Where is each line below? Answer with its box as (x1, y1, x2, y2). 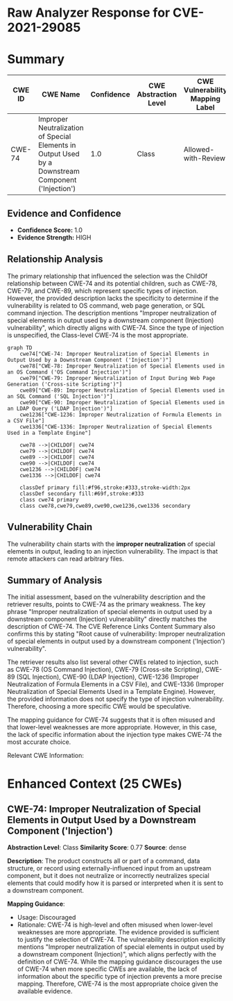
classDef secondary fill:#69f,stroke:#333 (19, 490, 144, 497)
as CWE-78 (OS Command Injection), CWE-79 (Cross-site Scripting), (7, 665, 204, 674)
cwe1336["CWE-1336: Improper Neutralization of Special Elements (19, 423, 213, 430)
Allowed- (183, 144, 215, 154)
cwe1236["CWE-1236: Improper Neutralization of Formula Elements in (19, 411, 222, 418)
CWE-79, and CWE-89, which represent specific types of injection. (7, 286, 198, 295)
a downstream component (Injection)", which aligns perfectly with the (17, 950, 216, 959)
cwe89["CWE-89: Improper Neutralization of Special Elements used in (19, 387, 225, 394)
